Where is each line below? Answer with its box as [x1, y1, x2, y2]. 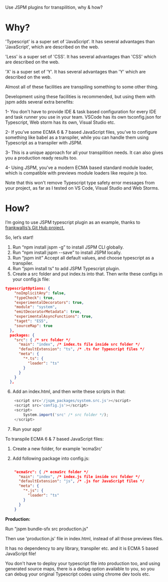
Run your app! [12, 426, 42, 432]
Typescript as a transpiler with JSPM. [5, 139, 83, 145]
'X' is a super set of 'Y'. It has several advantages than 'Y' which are [5, 68, 146, 74]
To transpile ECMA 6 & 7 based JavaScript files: [5, 436, 104, 442]
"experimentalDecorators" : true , [14, 300, 84, 305]
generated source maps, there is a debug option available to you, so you [5, 565, 155, 571]
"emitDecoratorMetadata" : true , [14, 309, 82, 314]
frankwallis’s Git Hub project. [5, 224, 65, 230]
